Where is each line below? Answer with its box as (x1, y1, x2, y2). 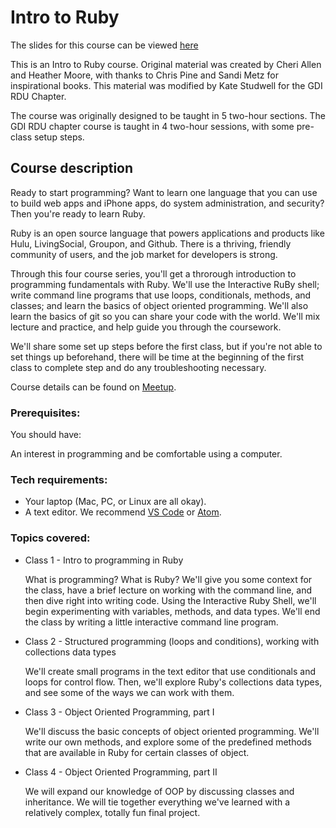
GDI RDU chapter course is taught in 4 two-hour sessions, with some (10, 120, 295, 132)
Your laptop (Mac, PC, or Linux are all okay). (24, 496, 207, 508)
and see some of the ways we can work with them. (24, 686, 235, 698)
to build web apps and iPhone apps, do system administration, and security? (10, 197, 325, 209)
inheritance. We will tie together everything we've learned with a (24, 796, 291, 808)
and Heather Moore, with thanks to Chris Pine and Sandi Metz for (10, 69, 279, 81)
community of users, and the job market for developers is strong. (10, 248, 278, 260)
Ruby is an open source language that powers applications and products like (10, 227, 325, 239)
